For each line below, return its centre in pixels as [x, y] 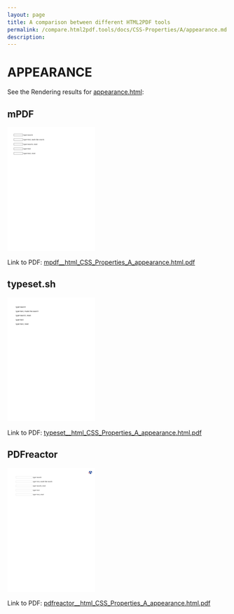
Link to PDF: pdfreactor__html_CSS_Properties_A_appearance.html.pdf [109, 603]
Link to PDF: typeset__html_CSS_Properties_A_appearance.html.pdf [104, 432]
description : [26, 37]
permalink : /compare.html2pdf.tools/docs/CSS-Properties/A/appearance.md [117, 29]
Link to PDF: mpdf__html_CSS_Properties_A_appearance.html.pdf [101, 262]
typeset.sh [32, 284]
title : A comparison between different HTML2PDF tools [89, 22]
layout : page [26, 15]
